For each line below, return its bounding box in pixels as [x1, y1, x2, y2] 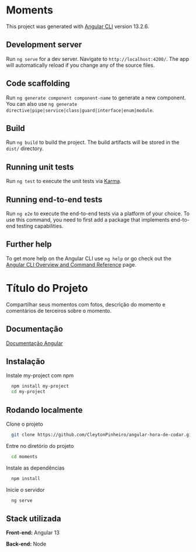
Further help [6, 239, 52, 249]
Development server [6, 40, 82, 50]
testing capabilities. [16, 223, 64, 229]
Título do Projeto [6, 282, 89, 295]
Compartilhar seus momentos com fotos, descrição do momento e [6, 301, 166, 308]
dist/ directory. [6, 145, 44, 152]
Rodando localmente [6, 405, 83, 415]
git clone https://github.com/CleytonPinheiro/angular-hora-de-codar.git [11, 432, 194, 437]
